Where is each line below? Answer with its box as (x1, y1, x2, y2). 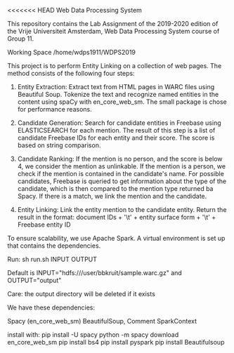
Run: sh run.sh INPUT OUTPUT (7, 255, 97, 263)
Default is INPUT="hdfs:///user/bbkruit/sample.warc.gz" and (7, 269, 183, 277)
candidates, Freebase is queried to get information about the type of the (17, 177, 227, 185)
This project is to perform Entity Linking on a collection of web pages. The (7, 62, 222, 69)
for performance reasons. (17, 105, 93, 113)
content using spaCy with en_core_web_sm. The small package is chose (17, 98, 227, 106)
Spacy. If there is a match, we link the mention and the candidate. (17, 192, 207, 200)
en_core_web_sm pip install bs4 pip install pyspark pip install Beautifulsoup (7, 338, 225, 346)
